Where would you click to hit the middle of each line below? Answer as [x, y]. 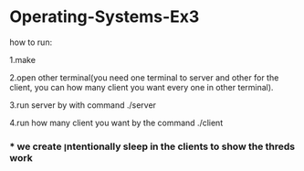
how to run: [31, 42]
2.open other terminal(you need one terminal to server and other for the [144, 77]
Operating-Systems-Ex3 [105, 17]
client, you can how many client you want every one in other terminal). [142, 87]
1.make [23, 59]
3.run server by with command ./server [83, 105]
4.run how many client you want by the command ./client [116, 123]
